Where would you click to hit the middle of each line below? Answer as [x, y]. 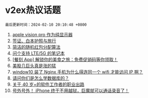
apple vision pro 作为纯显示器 [42, 34]
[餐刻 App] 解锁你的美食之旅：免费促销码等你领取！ [65, 59]
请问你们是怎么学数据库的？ [41, 78]
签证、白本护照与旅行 [34, 41]
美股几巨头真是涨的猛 [34, 66]
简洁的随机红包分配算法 [36, 47]
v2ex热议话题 [33, 10]
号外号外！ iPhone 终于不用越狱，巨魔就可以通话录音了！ [71, 91]
